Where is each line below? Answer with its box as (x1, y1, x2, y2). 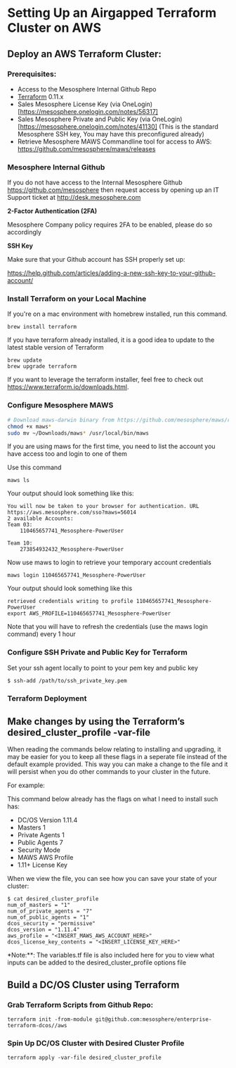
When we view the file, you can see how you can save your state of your (7, 875, 218, 883)
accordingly (7, 228, 42, 236)
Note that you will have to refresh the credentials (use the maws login (7, 623, 209, 631)
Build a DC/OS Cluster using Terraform (7, 979, 180, 991)
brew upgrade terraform (7, 363, 77, 370)
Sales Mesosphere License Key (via (17, 100, 121, 108)
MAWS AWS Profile (17, 853, 74, 862)
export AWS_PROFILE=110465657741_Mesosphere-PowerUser (7, 610, 171, 617)
